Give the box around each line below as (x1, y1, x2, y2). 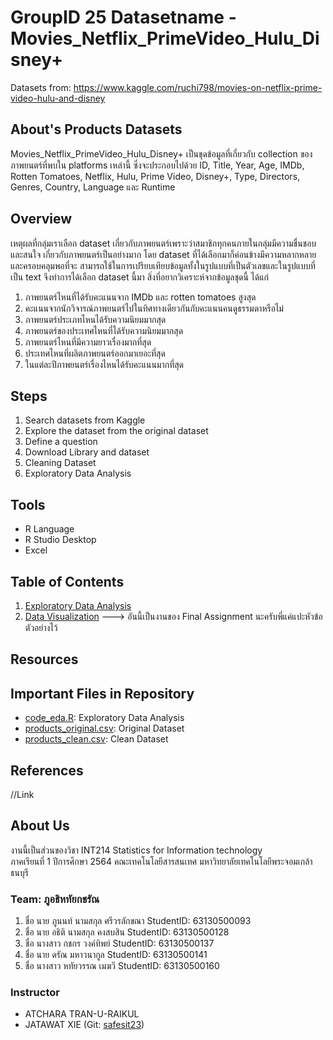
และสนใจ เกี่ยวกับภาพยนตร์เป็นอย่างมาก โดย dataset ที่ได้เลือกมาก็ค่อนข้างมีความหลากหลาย (10, 248, 317, 260)
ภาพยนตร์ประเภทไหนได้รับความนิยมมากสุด (24, 313, 167, 325)
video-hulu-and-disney (10, 92, 106, 104)
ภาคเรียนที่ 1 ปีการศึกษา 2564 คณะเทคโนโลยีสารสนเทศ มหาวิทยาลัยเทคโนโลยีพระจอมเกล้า (10, 855, 313, 867)
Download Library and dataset (24, 446, 150, 458)
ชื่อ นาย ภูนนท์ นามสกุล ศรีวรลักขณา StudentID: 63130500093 (24, 915, 252, 927)
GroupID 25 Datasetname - (10, 6, 237, 29)
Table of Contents (10, 573, 125, 590)
